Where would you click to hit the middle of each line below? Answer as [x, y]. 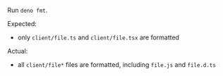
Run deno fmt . [28, 10]
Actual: [18, 51]
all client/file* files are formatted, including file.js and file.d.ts [117, 65]
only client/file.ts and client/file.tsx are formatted [98, 37]
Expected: [22, 24]
